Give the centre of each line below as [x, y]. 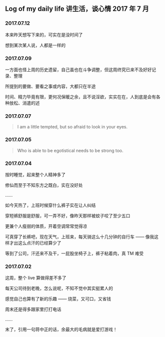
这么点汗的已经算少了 [40, 243]
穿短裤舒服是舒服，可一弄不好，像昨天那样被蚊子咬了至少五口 [68, 215]
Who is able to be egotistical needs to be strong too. [70, 150]
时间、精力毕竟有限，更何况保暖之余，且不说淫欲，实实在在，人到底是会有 [81, 97]
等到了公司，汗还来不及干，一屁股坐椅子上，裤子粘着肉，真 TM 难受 [74, 253]
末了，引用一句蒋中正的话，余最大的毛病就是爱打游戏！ [61, 330]
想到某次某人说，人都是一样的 [35, 45]
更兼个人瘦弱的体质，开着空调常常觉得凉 [46, 226]
